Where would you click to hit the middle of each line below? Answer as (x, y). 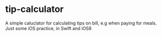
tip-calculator (34, 9)
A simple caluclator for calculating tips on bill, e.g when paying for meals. (81, 23)
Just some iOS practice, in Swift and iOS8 (49, 28)
